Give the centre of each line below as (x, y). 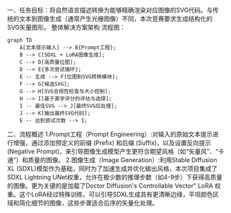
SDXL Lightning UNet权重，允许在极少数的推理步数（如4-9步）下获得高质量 (115, 177)
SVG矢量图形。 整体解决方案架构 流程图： (67, 27)
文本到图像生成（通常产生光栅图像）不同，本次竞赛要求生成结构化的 (115, 19)
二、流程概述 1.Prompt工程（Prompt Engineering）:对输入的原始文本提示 (110, 134)
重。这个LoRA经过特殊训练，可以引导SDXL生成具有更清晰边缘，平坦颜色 (110, 194)
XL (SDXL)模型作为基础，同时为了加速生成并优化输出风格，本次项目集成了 (112, 168)
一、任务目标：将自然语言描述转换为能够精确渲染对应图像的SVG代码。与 (110, 10)
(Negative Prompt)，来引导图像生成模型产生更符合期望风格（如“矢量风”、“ (113, 151)
